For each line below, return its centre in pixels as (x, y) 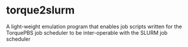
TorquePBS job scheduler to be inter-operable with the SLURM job (87, 32)
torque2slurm (40, 10)
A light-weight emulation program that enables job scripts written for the (94, 26)
